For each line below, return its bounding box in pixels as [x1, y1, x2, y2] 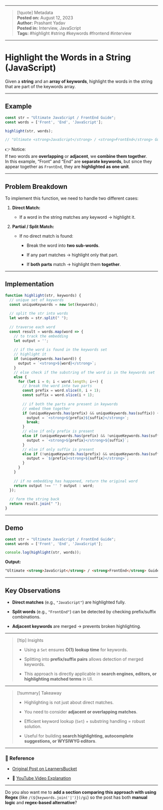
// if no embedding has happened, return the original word [14, 478, 138, 484]
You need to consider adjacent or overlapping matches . [24, 709, 138, 715]
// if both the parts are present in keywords [22, 401, 118, 407]
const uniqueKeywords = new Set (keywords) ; [9, 302, 98, 307]
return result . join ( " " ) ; [9, 501, 62, 507]
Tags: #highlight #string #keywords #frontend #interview [16, 30, 132, 36]
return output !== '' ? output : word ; [14, 483, 95, 488]
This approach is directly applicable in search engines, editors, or [24, 671, 157, 677]
